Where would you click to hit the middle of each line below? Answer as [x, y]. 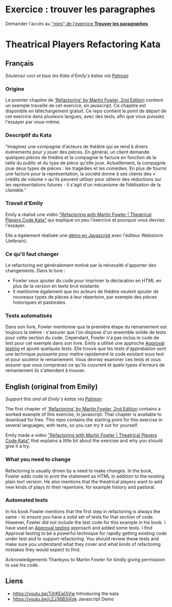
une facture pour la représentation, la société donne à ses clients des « [80, 173]
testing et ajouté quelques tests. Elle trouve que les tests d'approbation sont [86, 349]
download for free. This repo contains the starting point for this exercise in [84, 420]
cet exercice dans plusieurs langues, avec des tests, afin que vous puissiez [85, 116]
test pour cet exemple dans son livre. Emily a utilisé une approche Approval [85, 343]
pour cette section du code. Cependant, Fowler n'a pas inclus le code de [82, 338]
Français [20, 63]
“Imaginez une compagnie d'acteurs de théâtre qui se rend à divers [77, 146]
